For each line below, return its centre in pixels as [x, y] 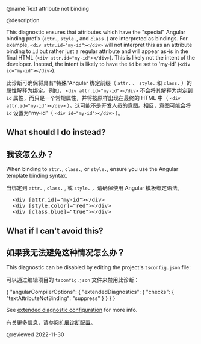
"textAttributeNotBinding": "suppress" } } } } [61, 298]
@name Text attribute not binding [48, 9]
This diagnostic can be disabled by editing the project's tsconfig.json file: [98, 267]
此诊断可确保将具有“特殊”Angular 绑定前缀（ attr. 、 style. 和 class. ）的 [99, 83]
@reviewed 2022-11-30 [35, 334]
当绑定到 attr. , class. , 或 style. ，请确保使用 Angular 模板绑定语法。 [94, 188]
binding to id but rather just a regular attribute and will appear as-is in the [97, 51]
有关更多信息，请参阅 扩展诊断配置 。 [51, 322]
